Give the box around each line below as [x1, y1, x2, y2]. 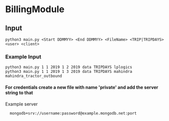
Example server [5, 101, 38, 107]
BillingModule [5, 4, 65, 15]
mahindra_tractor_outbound [5, 73, 62, 79]
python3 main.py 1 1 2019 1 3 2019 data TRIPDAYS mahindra [5, 69, 133, 74]
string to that [5, 90, 33, 96]
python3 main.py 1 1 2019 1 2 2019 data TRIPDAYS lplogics [5, 65, 133, 70]
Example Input [5, 53, 41, 60]
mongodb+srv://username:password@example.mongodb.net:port [10, 110, 137, 116]
